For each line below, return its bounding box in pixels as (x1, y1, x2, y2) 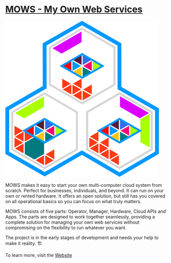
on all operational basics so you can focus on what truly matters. (5, 198, 142, 204)
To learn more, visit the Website (5, 252, 73, 258)
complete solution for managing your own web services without (5, 219, 140, 225)
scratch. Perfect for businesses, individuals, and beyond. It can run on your (5, 187, 164, 193)
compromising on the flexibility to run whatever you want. (5, 224, 127, 231)
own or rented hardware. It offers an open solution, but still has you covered (5, 193, 165, 199)
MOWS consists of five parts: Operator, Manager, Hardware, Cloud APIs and (5, 208, 166, 214)
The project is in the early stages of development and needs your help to (5, 234, 159, 240)
